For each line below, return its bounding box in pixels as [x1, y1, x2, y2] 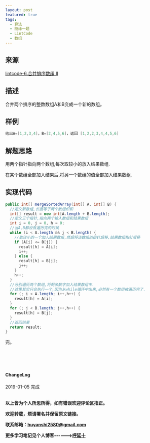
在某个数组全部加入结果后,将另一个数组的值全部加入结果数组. [5, 172, 133, 178]
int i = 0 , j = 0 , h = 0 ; [10, 220, 65, 226]
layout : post [5, 7, 33, 13]
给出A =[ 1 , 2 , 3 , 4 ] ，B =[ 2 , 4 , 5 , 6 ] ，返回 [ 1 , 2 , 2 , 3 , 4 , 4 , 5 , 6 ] [5, 131, 119, 136]
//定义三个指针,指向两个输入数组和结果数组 [10, 216, 89, 221]
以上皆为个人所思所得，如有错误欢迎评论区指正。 [5, 400, 107, 406]
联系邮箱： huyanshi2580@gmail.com [5, 421, 86, 427]
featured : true [5, 12, 37, 17]
